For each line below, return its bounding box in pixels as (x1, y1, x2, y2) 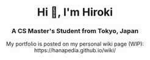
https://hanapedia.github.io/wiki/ (34, 47, 116, 54)
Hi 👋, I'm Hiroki (37, 5, 113, 19)
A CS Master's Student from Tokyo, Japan (11, 27, 139, 35)
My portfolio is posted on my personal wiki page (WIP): (5, 40, 145, 47)
